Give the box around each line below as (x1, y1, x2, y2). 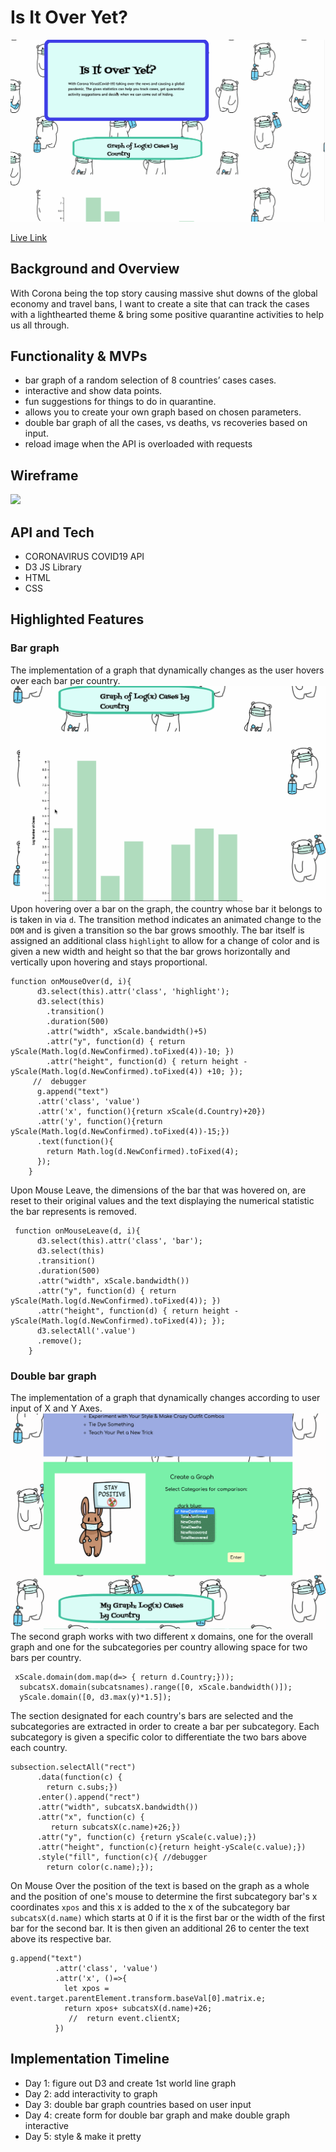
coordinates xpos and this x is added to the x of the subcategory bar (10, 1901, 291, 1913)
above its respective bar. (10, 1933, 112, 1945)
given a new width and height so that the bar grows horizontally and (10, 945, 291, 957)
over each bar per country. (10, 674, 121, 686)
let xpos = (63, 1984, 110, 1994)
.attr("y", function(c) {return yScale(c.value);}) (36, 1832, 257, 1843)
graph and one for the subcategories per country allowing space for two (10, 1641, 308, 1653)
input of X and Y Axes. (10, 1402, 103, 1415)
